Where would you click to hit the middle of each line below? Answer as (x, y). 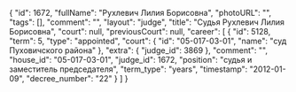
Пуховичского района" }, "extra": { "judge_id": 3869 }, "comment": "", (139, 50)
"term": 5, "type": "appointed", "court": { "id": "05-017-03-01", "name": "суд (148, 41)
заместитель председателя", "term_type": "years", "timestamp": (129, 69)
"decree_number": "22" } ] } (77, 78)
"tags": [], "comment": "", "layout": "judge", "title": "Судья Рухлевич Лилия (147, 22)
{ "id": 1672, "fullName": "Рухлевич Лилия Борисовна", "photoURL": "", (140, 13)
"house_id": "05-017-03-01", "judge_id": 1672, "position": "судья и (131, 60)
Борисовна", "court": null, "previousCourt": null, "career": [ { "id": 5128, (140, 31)
